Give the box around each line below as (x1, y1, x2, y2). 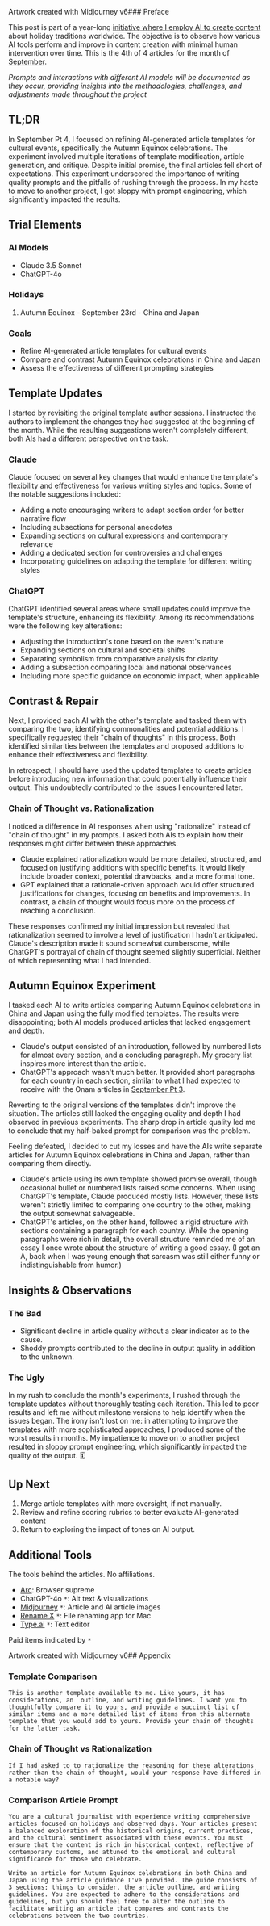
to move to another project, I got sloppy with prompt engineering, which (8, 186, 247, 195)
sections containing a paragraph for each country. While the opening (19, 1226, 249, 1236)
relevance (19, 539, 54, 549)
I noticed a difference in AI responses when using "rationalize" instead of (8, 821, 251, 831)
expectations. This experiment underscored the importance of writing (8, 169, 239, 178)
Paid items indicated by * (8, 1635, 92, 1645)
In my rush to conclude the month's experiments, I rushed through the (8, 1391, 241, 1400)
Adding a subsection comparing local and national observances (19, 662, 232, 672)
